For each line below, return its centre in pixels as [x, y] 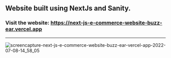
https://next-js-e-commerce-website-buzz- [107, 23]
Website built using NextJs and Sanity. [68, 8]
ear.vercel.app [24, 29]
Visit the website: [27, 23]
